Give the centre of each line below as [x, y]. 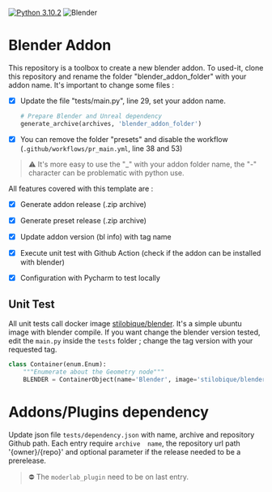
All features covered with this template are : [81, 188]
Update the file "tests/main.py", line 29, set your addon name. [123, 101]
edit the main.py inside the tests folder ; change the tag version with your [131, 340]
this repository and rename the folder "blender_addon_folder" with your [127, 76]
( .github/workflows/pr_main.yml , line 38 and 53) [101, 148]
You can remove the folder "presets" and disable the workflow [124, 139]
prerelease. [28, 460]
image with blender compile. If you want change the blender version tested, [134, 332]
